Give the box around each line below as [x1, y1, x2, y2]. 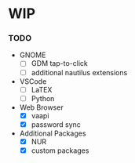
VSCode [19, 76, 47, 86]
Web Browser [19, 103, 64, 112]
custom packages [31, 146, 89, 155]
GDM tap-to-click [31, 59, 88, 68]
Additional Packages [19, 129, 86, 138]
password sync [31, 119, 81, 129]
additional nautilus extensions [31, 67, 128, 77]
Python [31, 93, 55, 103]
